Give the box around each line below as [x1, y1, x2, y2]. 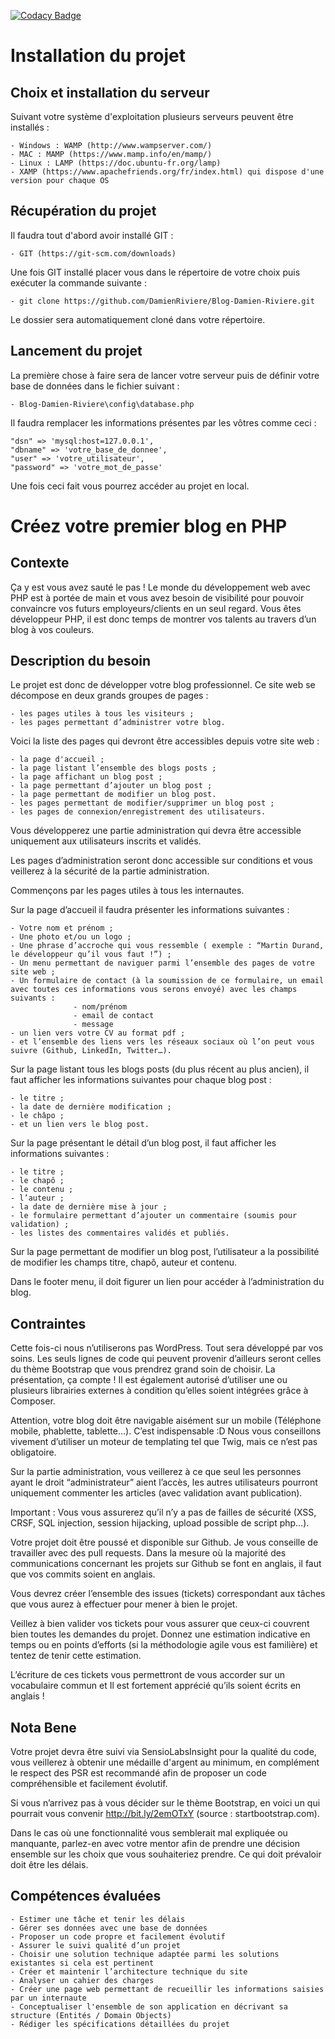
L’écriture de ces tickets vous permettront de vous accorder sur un [10, 1669, 286, 1681]
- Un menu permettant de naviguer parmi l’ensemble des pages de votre [10, 958, 315, 969]
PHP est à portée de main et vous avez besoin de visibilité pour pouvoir [10, 591, 305, 604]
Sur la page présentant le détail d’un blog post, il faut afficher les [10, 1137, 277, 1149]
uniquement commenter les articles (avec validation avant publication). [10, 1487, 303, 1499]
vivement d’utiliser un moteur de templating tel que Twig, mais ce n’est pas [10, 1436, 318, 1448]
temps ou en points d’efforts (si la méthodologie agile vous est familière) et [10, 1639, 318, 1651]
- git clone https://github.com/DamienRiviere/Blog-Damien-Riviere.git [10, 296, 315, 306]
